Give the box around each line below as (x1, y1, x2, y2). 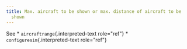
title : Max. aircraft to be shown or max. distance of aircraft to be (6, 8, 182, 15)
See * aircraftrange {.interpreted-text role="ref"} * (6, 30, 129, 37)
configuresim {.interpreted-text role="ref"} (6, 36, 107, 43)
